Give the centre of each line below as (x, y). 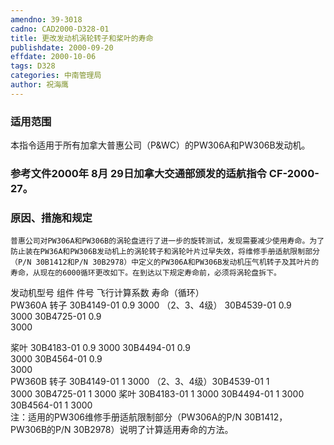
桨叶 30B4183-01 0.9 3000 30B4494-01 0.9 (100, 348)
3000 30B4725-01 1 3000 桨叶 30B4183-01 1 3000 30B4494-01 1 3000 (157, 394)
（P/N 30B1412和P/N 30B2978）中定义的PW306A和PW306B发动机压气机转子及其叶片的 (165, 262)
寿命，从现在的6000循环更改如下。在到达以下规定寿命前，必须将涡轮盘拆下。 (146, 273)
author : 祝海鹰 (39, 85)
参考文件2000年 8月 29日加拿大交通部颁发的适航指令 (138, 173)
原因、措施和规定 (51, 218)
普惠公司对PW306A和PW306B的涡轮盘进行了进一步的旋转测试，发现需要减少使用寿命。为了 (167, 241)
